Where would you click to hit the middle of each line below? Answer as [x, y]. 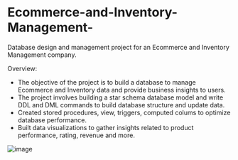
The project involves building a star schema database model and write [120, 97]
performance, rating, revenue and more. [76, 135]
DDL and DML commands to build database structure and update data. [121, 105]
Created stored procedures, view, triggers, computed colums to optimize [124, 112]
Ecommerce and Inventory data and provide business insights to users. [121, 90]
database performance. [52, 120]
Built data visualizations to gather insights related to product [106, 127]
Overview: [22, 68]
